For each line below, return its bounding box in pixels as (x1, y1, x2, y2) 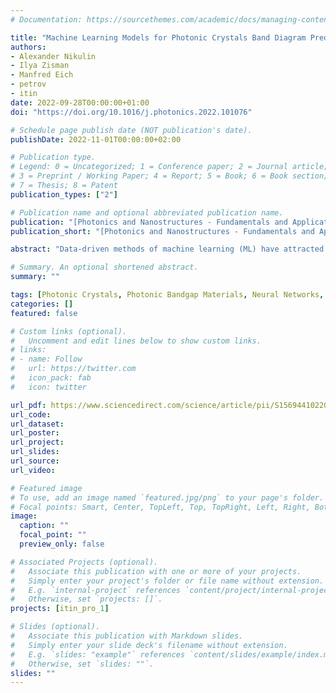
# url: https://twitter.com (10, 364, 137, 374)
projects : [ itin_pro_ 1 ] (10, 604, 110, 614)
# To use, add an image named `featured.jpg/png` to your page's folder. (10, 492, 325, 503)
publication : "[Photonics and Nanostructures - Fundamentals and (10, 217, 288, 227)
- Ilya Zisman (10, 61, 70, 71)
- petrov (10, 79, 47, 90)
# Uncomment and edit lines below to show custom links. (10, 336, 262, 346)
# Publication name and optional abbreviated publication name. (10, 207, 284, 218)
